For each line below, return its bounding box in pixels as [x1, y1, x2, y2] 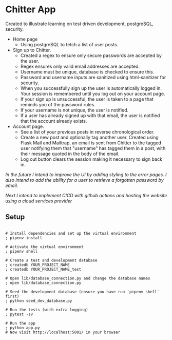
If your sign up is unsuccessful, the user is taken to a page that [20, 96, 154, 102]
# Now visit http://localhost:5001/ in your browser [5, 330, 121, 335]
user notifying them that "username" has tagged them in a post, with [20, 145, 166, 151]
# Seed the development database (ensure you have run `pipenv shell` [5, 289, 160, 294]
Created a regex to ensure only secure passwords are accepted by [20, 52, 162, 59]
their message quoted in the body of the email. [20, 150, 120, 157]
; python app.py [5, 325, 40, 330]
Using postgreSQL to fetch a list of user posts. [20, 41, 119, 47]
